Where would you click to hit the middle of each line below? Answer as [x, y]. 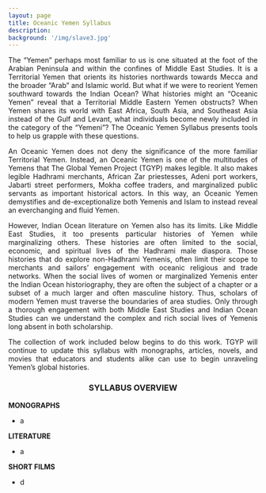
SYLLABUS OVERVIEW [133, 388]
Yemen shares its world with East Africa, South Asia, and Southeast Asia [133, 111]
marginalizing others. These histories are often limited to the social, [133, 243]
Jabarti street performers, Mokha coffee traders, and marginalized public [133, 185]
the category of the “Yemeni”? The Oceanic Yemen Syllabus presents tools [133, 128]
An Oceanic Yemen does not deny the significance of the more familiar [133, 151]
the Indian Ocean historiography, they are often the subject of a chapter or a [133, 285]
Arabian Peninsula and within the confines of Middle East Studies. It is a [133, 69]
